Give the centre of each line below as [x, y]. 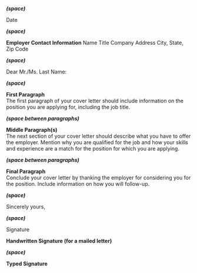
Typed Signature [27, 264]
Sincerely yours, [26, 207]
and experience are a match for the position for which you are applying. [93, 149]
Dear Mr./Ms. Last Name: [36, 72]
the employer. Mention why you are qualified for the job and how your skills [97, 142]
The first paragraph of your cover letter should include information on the [95, 101]
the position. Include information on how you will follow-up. [78, 184]
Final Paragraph [26, 171]
